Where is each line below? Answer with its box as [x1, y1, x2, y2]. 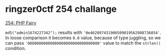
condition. [5, 45, 26, 51]
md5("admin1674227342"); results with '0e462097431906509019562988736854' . [5, 29, 161, 35]
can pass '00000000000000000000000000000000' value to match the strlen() [5, 40, 161, 46]
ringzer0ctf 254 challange [5, 3, 117, 15]
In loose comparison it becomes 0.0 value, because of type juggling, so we [5, 35, 161, 41]
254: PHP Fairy [5, 20, 37, 26]
